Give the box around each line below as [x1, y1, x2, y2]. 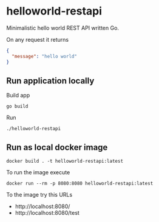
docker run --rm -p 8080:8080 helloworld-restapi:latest [6, 180, 154, 187]
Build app [6, 92, 30, 99]
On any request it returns [6, 36, 69, 43]
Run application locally [6, 76, 95, 86]
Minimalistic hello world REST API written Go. [6, 24, 120, 31]
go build [6, 103, 29, 109]
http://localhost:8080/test [15, 209, 80, 217]
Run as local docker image [6, 142, 108, 152]
